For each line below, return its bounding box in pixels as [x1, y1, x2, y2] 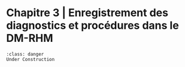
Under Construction [6, 56, 55, 62]
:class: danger [6, 51, 44, 57]
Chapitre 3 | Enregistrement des [6, 6, 169, 20]
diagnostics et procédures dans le [6, 19, 180, 32]
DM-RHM [6, 32, 53, 45]
